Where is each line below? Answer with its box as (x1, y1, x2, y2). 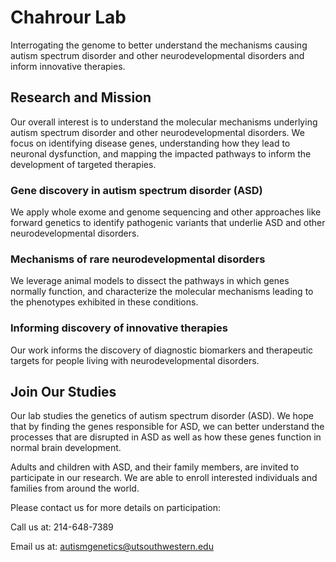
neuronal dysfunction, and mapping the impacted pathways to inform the (10, 147, 312, 160)
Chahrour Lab (10, 6, 127, 29)
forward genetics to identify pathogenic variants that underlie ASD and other (10, 217, 326, 229)
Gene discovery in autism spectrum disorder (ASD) (10, 183, 263, 197)
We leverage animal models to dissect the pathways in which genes (10, 275, 290, 287)
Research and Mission (10, 89, 152, 106)
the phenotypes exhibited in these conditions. (10, 296, 199, 308)
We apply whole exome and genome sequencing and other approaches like (10, 206, 322, 218)
